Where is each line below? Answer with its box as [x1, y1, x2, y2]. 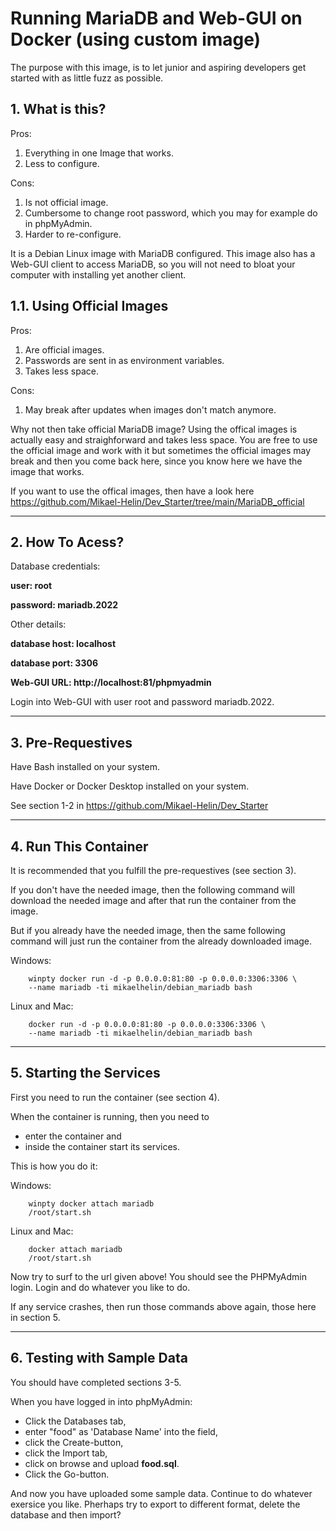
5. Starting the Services [10, 1065, 161, 1082]
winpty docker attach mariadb [28, 1198, 155, 1209]
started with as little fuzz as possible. [10, 72, 164, 84]
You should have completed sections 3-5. [10, 1376, 182, 1388]
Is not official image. [24, 196, 109, 208]
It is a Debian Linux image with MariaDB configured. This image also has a [10, 247, 316, 259]
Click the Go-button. [24, 1468, 110, 1480]
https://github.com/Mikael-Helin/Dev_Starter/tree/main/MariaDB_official [10, 495, 305, 507]
